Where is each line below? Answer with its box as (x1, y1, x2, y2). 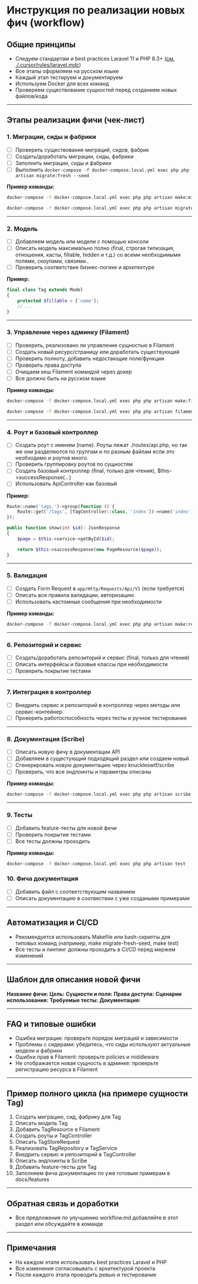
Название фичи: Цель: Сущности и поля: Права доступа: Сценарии (6, 990, 182, 997)
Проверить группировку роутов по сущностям (15, 460, 133, 468)
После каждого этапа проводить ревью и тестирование (15, 1271, 157, 1278)
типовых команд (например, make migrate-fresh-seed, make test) (15, 940, 179, 947)
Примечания (6, 1243, 56, 1253)
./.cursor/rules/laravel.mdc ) (15, 61, 82, 68)
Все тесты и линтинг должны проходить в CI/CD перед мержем (15, 945, 176, 953)
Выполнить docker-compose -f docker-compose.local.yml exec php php (15, 166, 190, 173)
